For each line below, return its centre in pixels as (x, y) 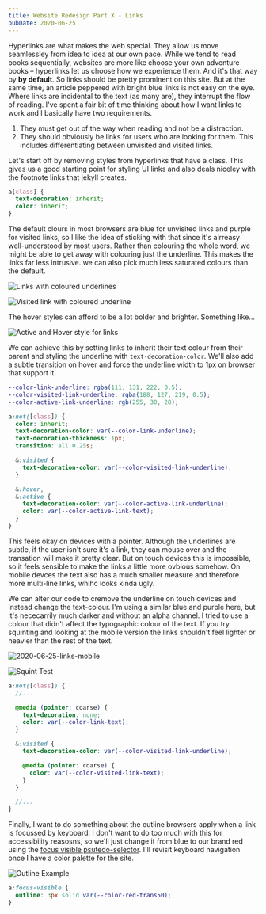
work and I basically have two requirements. (80, 112)
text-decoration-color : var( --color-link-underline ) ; (106, 431)
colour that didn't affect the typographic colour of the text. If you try (119, 623)
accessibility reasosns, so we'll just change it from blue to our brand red (126, 841)
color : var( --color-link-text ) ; (76, 722)
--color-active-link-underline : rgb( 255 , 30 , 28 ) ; (93, 402)
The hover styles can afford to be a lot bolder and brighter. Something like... (132, 317)
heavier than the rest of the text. (61, 640)
